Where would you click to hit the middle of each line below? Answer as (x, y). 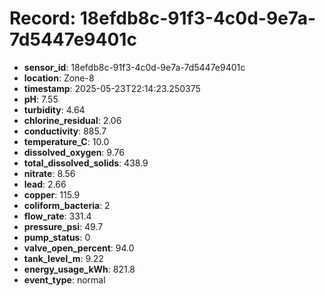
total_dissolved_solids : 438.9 (86, 163)
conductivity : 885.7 (65, 131)
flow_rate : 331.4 (57, 216)
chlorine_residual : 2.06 (72, 120)
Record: (43, 18)
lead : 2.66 (45, 184)
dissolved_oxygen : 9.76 (74, 152)
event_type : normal (64, 279)
